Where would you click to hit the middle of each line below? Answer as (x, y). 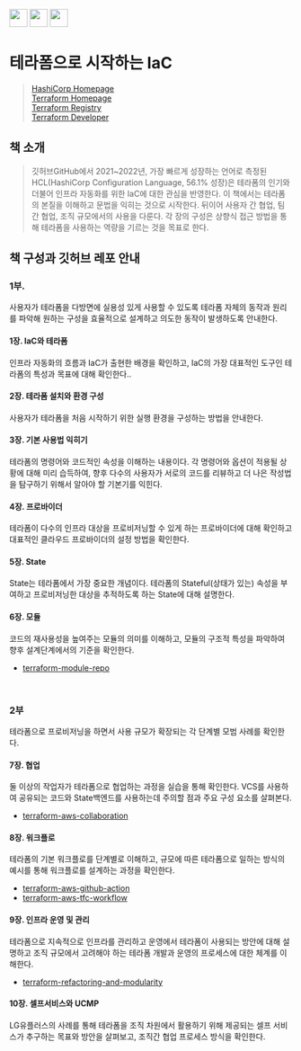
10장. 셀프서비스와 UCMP (54, 1003)
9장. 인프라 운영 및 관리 (49, 919)
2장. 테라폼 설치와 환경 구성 (57, 396)
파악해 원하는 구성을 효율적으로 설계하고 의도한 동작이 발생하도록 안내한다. (148, 318)
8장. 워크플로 (32, 837)
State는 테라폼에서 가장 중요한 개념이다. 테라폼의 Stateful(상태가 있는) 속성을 (144, 583)
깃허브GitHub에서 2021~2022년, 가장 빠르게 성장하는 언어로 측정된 (149, 171)
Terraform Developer (70, 117)
